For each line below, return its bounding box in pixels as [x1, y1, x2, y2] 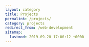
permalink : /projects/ [5, 16, 51, 21]
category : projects [5, 21, 45, 26]
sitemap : [5, 30, 23, 35]
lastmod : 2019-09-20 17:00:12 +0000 [9, 35, 84, 40]
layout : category [5, 7, 41, 12]
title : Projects [5, 12, 38, 17]
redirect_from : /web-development [5, 25, 73, 30]
